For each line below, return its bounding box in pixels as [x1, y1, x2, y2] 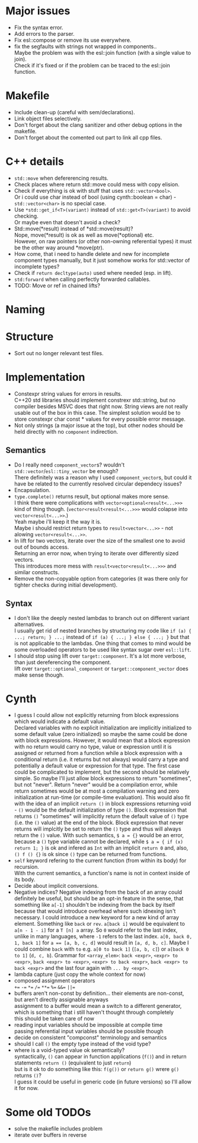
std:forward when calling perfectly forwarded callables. [14, 275, 151, 283]
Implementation [5, 371, 85, 384]
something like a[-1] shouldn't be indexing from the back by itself [14, 901, 175, 909]
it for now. [14, 1085, 39, 1092]
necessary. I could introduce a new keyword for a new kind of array [14, 914, 179, 921]
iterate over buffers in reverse [14, 1132, 87, 1139]
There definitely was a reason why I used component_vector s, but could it [14, 474, 192, 481]
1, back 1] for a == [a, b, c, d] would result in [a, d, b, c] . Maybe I [14, 939, 189, 947]
